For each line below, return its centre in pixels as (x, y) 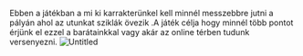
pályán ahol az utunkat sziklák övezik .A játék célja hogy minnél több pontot (151, 23)
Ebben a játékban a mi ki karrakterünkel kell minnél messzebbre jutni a (141, 13)
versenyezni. (33, 42)
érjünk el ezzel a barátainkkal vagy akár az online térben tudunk (130, 32)
